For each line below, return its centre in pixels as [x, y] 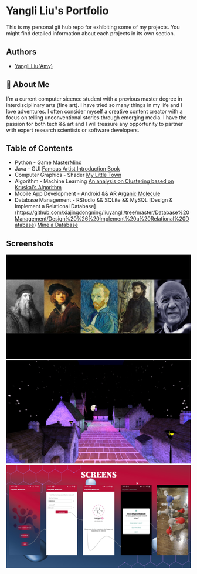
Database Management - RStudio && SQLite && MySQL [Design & [94, 200]
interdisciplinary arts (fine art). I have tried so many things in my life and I [94, 105]
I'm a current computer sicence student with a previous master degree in [94, 99]
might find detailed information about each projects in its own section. [91, 33]
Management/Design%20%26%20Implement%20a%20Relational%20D [102, 219]
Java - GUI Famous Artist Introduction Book [67, 169]
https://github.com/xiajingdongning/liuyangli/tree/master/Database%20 [103, 212]
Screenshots [30, 243]
